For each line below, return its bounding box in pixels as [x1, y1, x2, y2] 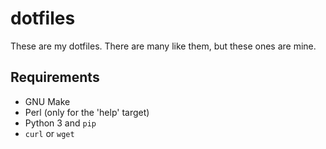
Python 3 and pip [24, 117, 97, 129]
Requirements [10, 69, 100, 86]
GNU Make [24, 95, 71, 107]
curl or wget [24, 127, 75, 139]
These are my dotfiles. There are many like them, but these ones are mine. [10, 40, 317, 52]
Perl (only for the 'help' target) [24, 106, 150, 118]
